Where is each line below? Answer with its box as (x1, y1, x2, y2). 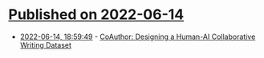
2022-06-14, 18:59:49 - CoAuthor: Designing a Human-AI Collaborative (19, 32, 256, 41)
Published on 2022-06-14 (8, 6, 185, 24)
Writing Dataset (19, 40, 72, 49)
